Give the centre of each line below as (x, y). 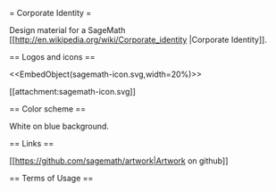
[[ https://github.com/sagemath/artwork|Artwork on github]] (119, 161)
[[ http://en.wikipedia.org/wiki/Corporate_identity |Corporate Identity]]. (138, 40)
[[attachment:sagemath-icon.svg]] (73, 92)
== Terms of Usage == (51, 178)
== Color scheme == (48, 109)
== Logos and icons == (52, 57)
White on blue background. (59, 126)
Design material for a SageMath (67, 30)
